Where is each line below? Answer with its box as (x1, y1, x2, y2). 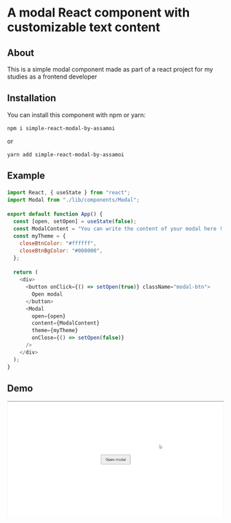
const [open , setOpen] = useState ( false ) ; (13, 218, 137, 225)
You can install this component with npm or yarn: (7, 110, 146, 119)
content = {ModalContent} (32, 320, 100, 327)
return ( (13, 269, 38, 276)
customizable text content (7, 19, 160, 35)
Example (7, 170, 45, 182)
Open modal (32, 291, 63, 298)
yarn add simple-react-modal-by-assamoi (7, 151, 125, 158)
